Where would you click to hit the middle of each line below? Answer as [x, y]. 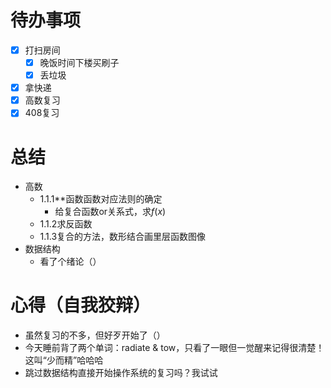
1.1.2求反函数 [66, 224]
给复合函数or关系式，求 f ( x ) [110, 212]
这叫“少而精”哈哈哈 [64, 360]
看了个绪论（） [70, 262]
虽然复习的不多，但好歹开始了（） [95, 335]
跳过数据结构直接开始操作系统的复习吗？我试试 [121, 373]
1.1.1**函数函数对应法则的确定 [101, 199]
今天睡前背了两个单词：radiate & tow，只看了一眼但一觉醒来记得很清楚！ [174, 348]
